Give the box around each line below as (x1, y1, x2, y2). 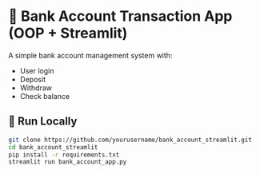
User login (19, 65, 54, 75)
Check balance (19, 91, 70, 101)
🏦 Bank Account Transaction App (8, 7, 233, 26)
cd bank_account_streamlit (8, 143, 98, 151)
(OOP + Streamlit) (8, 24, 128, 42)
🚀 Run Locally (8, 115, 78, 129)
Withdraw (19, 83, 53, 93)
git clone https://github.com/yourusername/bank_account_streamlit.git (8, 136, 252, 144)
